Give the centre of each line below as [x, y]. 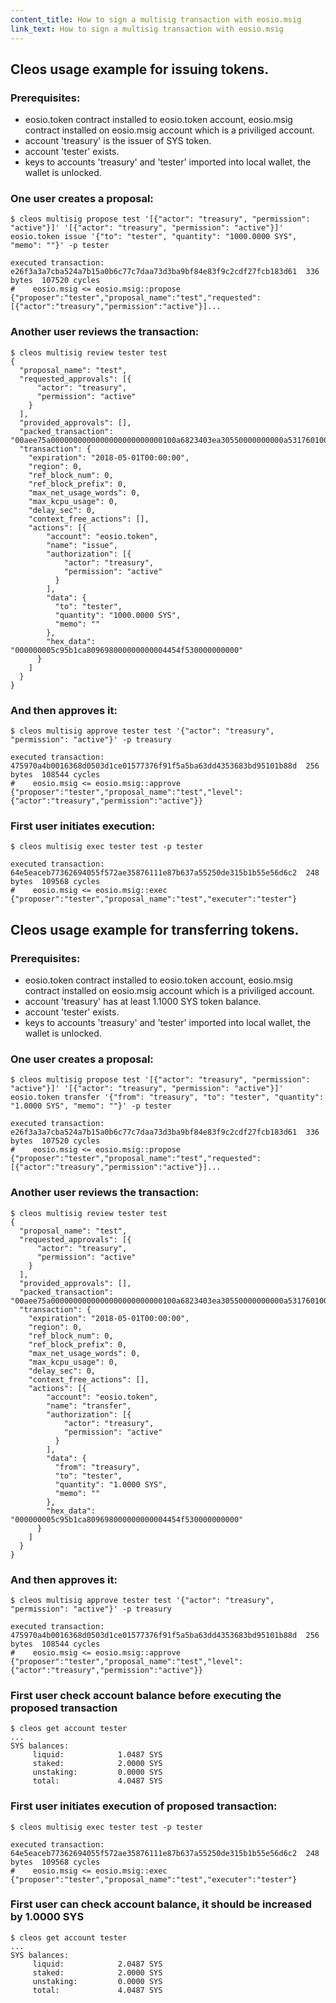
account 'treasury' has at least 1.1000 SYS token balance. [143, 1002]
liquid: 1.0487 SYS [97, 1755]
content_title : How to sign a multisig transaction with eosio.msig [156, 19]
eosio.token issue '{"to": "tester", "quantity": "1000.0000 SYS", [154, 237]
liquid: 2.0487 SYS [97, 1964]
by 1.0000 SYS [47, 1917]
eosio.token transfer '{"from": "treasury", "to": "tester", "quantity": [167, 1097]
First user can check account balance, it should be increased [161, 1904]
